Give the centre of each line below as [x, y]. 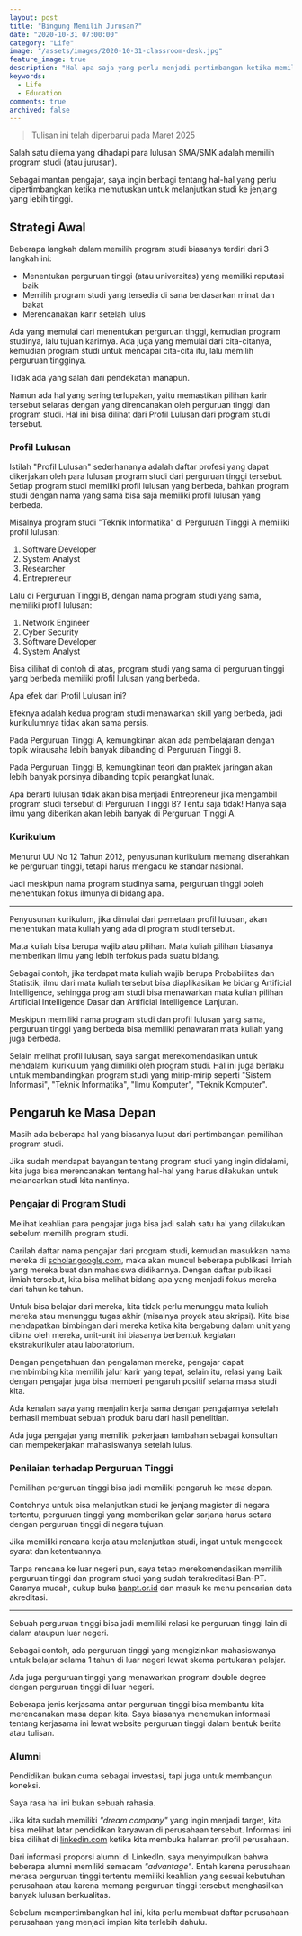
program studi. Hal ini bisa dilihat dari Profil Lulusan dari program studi [140, 414]
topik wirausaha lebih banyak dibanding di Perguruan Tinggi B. [125, 750]
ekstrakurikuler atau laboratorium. [72, 1344]
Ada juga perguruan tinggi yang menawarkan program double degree [138, 1678]
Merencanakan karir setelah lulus [84, 314]
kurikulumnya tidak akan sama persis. [79, 723]
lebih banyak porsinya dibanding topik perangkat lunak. [112, 777]
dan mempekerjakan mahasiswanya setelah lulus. [101, 1444]
